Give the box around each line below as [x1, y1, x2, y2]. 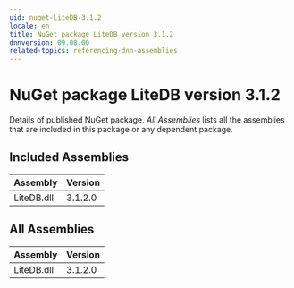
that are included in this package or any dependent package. [9, 124, 234, 135]
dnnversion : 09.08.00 [9, 38, 90, 47]
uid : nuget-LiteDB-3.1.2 [9, 13, 102, 22]
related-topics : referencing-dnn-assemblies [9, 47, 178, 55]
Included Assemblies [9, 149, 130, 165]
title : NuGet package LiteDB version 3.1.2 [9, 30, 174, 38]
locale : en [9, 21, 50, 30]
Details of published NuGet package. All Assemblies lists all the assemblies [9, 114, 286, 125]
